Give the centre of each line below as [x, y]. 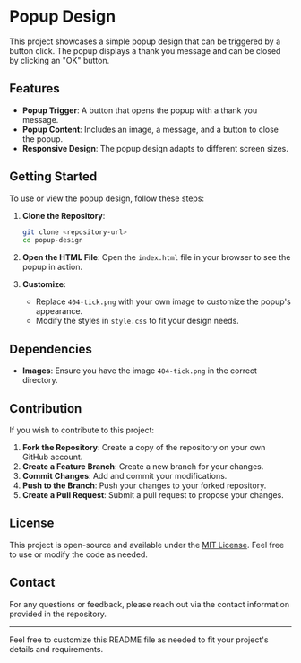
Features [34, 88]
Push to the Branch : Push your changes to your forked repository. [144, 485]
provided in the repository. [58, 614]
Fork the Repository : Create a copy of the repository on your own [144, 447]
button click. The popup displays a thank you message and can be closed [145, 50]
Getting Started [53, 177]
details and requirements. [56, 649]
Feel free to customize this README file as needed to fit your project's [139, 640]
